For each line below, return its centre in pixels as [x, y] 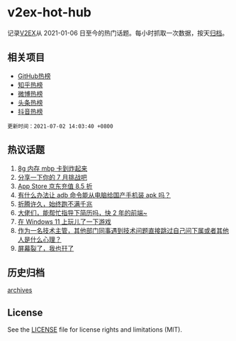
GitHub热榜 [34, 76]
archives [20, 290]
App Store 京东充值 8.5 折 [55, 186]
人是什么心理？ [39, 239]
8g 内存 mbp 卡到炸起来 [52, 168]
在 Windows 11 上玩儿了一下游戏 [64, 222]
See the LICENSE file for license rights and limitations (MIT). [95, 330]
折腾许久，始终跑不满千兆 [55, 204]
